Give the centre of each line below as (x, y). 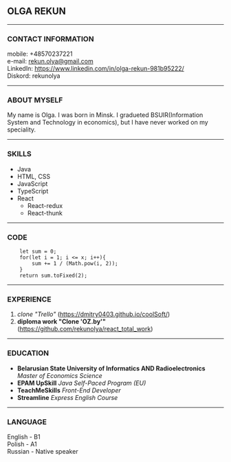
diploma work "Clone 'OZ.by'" (62, 322)
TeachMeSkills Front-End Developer (69, 390)
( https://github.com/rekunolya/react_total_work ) (85, 329)
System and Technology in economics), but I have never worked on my (108, 123)
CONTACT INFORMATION (51, 39)
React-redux (45, 205)
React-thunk (45, 213)
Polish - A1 (22, 444)
